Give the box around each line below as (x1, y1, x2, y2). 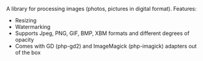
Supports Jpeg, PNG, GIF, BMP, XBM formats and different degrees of (14, 30, 190, 37)
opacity (14, 36, 34, 43)
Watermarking (14, 24, 51, 30)
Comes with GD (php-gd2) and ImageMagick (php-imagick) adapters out (14, 42, 197, 50)
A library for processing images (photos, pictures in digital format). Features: (6, 5, 197, 12)
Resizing (14, 17, 37, 24)
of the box (14, 49, 41, 56)
